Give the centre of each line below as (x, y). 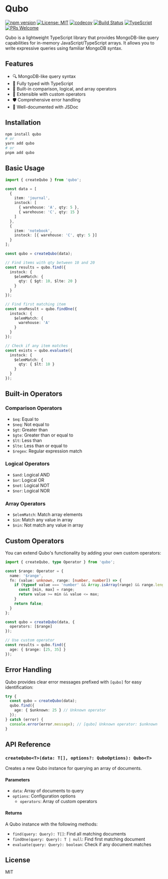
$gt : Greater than (30, 429)
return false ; (29, 603)
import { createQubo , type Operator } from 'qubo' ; (60, 562)
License (18, 860)
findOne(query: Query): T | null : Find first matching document (79, 839)
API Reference (28, 744)
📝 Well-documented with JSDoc (45, 107)
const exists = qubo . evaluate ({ (39, 350)
